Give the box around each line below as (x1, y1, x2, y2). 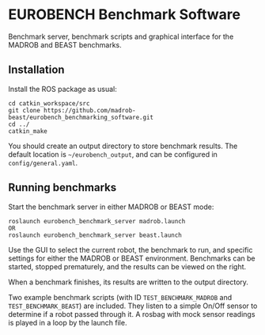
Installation (8, 63, 65, 77)
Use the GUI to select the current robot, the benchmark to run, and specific (8, 245, 253, 254)
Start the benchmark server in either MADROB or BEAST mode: (8, 202, 214, 211)
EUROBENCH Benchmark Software (8, 6, 241, 24)
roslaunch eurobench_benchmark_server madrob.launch (8, 217, 186, 225)
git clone (8, 106, 41, 114)
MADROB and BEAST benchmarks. (8, 40, 122, 49)
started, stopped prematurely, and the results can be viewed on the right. (8, 261, 247, 271)
